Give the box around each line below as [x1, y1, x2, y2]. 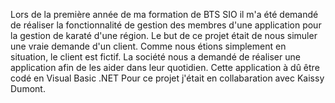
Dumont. [10, 83, 46, 94]
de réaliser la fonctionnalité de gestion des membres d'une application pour [10, 19, 322, 31]
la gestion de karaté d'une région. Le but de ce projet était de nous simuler [10, 30, 318, 41]
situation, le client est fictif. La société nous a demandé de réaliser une [10, 51, 301, 63]
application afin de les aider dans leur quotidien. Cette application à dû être [10, 62, 320, 73]
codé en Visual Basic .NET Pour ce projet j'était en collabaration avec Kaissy [10, 72, 325, 84]
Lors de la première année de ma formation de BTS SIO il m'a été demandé [10, 9, 319, 20]
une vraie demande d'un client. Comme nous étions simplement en [10, 40, 287, 52]
